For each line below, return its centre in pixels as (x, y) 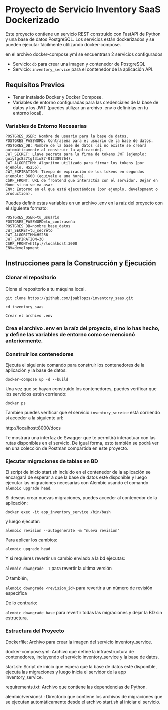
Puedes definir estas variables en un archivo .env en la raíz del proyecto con (84, 203)
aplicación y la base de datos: (36, 370)
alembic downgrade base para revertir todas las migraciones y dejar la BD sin (84, 613)
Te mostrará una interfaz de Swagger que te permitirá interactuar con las (80, 437)
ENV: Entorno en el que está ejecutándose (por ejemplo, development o (81, 189)
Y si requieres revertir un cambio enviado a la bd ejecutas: (65, 558)
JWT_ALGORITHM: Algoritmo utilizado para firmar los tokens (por (75, 163)
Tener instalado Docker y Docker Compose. (57, 97)
